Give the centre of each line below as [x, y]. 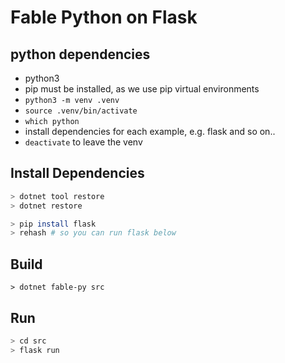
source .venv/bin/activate [81, 111]
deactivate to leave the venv [83, 142]
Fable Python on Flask [104, 17]
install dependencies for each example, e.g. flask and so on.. [150, 131]
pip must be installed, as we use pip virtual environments [142, 89]
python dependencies [80, 54]
